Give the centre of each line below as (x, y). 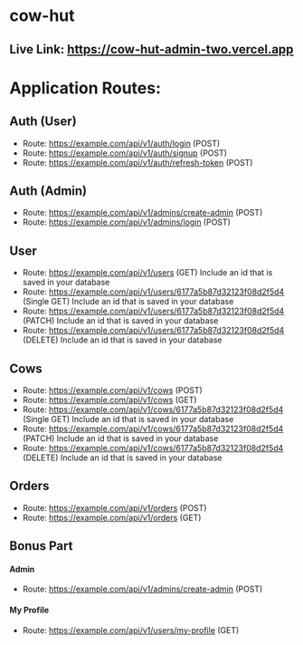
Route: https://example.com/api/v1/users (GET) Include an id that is (147, 273)
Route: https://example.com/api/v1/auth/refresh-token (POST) (137, 162)
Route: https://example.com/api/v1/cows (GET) (109, 400)
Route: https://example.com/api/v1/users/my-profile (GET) (131, 630)
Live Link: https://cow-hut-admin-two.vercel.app (151, 49)
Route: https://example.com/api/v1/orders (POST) (114, 507)
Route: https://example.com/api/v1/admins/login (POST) (126, 222)
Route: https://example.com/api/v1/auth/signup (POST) (125, 153)
